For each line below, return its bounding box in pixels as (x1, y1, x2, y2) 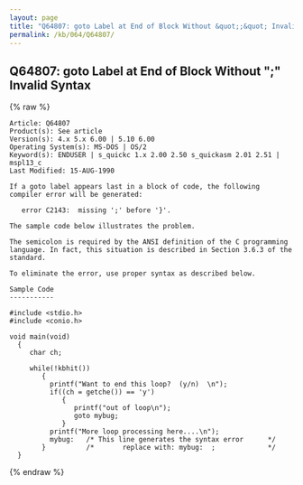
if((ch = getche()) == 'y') (49, 387, 155, 397)
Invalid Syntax (9, 78, 92, 93)
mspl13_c (9, 159, 42, 168)
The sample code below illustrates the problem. (9, 222, 196, 231)
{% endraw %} (9, 467, 65, 478)
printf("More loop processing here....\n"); (49, 427, 220, 436)
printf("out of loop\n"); (73, 404, 171, 413)
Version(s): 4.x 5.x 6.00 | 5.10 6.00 (9, 135, 155, 145)
